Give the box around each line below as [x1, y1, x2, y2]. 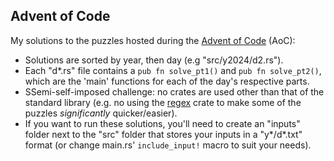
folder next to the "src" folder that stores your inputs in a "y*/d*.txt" [24, 128, 303, 140]
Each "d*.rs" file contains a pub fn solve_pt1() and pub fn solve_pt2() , [24, 64, 322, 76]
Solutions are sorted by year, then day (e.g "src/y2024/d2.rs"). [24, 54, 284, 66]
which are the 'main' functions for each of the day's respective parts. [24, 75, 310, 87]
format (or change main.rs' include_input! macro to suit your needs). [24, 139, 312, 151]
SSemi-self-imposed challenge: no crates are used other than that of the [24, 85, 325, 98]
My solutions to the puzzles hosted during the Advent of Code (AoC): [10, 34, 296, 46]
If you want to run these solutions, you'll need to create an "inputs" [24, 117, 301, 129]
